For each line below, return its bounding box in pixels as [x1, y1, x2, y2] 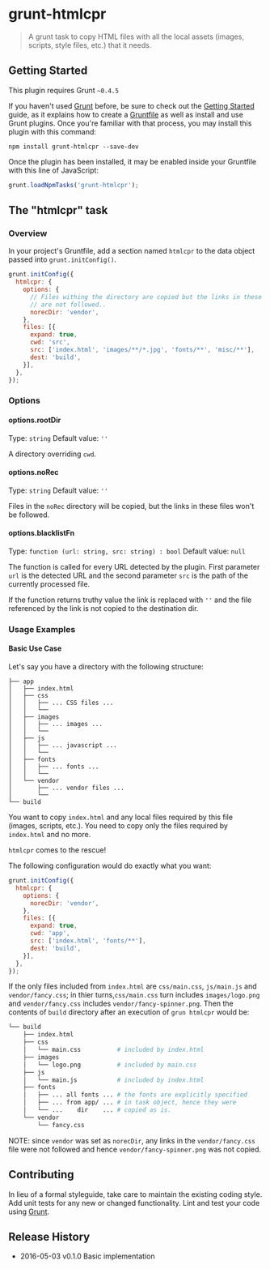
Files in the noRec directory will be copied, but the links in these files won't [8, 501, 255, 511]
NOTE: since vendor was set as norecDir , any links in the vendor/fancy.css [8, 1135, 256, 1145]
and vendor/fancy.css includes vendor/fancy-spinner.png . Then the [8, 998, 234, 1009]
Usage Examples [8, 623, 76, 634]
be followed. [8, 510, 50, 519]
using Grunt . [8, 1207, 50, 1216]
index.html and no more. [8, 830, 91, 840]
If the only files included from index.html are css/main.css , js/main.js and [8, 981, 257, 991]
